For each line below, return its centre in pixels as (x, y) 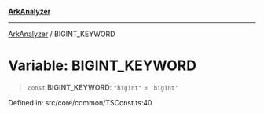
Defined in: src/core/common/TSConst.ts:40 (80, 102)
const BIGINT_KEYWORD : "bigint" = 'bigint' (103, 87)
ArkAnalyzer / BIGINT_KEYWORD (62, 34)
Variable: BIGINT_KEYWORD (102, 66)
